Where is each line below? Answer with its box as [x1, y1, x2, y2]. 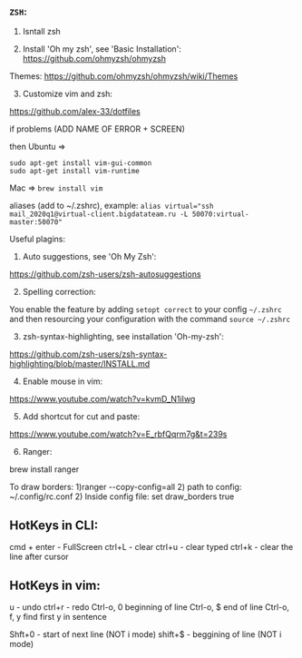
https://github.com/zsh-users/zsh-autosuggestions [9, 269, 201, 280]
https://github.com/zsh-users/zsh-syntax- [9, 349, 168, 359]
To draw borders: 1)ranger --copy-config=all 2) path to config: [9, 482, 242, 493]
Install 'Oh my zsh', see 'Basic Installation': [22, 44, 181, 54]
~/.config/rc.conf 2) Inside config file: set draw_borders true [9, 491, 235, 502]
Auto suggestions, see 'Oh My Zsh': [22, 251, 157, 262]
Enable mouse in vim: [22, 376, 102, 387]
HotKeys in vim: [9, 577, 102, 593]
